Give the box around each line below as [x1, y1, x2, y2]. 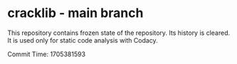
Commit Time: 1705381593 [7, 50, 86, 58]
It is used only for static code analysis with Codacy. [7, 36, 158, 44]
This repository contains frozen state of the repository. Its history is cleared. [7, 28, 230, 37]
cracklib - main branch [7, 5, 144, 21]
